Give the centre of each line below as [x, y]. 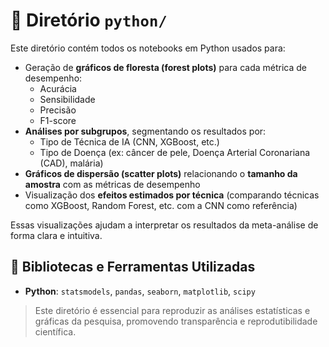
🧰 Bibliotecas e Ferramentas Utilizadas [133, 267]
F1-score [58, 120]
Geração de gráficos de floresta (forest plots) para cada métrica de [165, 67]
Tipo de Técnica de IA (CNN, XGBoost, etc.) [129, 141]
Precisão [58, 110]
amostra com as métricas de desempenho [112, 184]
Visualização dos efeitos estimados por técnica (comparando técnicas [172, 195]
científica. [55, 331]
